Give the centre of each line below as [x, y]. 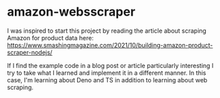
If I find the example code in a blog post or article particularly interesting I [110, 65]
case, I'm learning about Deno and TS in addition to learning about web [107, 80]
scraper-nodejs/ [30, 52]
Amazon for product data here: [51, 37]
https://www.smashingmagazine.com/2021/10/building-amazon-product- [110, 45]
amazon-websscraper [71, 12]
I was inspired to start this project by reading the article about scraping [107, 31]
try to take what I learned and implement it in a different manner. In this [107, 73]
